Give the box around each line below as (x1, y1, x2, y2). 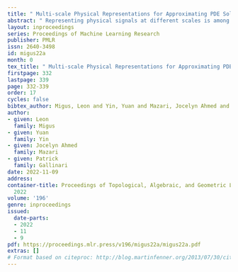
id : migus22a (7, 50, 46, 57)
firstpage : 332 (7, 69, 52, 76)
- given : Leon (7, 115, 50, 123)
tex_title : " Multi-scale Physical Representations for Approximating (7, 63, 220, 70)
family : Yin (13, 135, 50, 142)
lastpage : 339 (7, 76, 50, 84)
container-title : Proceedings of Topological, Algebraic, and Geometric (7, 181, 227, 188)
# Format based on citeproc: (7, 254, 93, 261)
